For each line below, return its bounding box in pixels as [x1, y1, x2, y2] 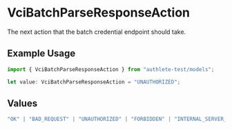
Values [7, 97, 38, 109]
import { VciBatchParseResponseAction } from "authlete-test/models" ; [7, 66, 215, 73]
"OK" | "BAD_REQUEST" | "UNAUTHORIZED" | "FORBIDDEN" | [7, 116, 171, 123]
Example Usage [7, 48, 76, 59]
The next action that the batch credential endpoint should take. [7, 28, 186, 36]
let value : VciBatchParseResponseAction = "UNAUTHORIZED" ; [7, 78, 181, 86]
